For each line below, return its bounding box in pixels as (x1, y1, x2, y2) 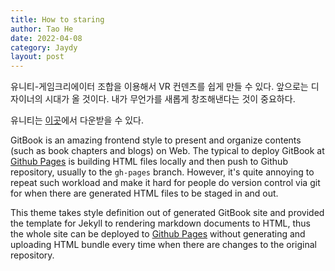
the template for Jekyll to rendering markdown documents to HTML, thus (10, 217, 311, 230)
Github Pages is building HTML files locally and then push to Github (10, 156, 288, 168)
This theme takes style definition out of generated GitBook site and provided (10, 207, 325, 219)
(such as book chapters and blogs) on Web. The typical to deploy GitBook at (10, 145, 325, 157)
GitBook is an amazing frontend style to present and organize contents (10, 134, 302, 146)
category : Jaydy (10, 42, 78, 53)
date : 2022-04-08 (10, 33, 83, 43)
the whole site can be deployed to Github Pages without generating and (10, 228, 306, 240)
